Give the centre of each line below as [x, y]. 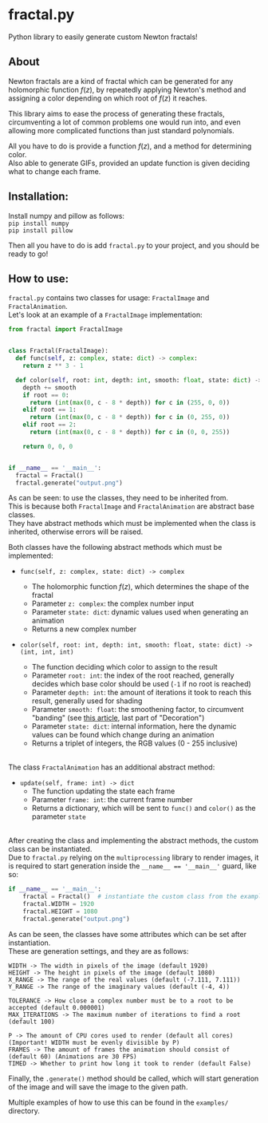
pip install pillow [41, 230]
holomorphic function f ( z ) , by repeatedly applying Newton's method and [127, 89]
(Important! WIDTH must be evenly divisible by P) [94, 1042]
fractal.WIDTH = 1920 [58, 904]
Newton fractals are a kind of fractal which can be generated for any [121, 81]
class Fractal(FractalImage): [59, 351]
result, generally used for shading [87, 701]
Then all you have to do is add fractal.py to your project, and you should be [134, 245]
